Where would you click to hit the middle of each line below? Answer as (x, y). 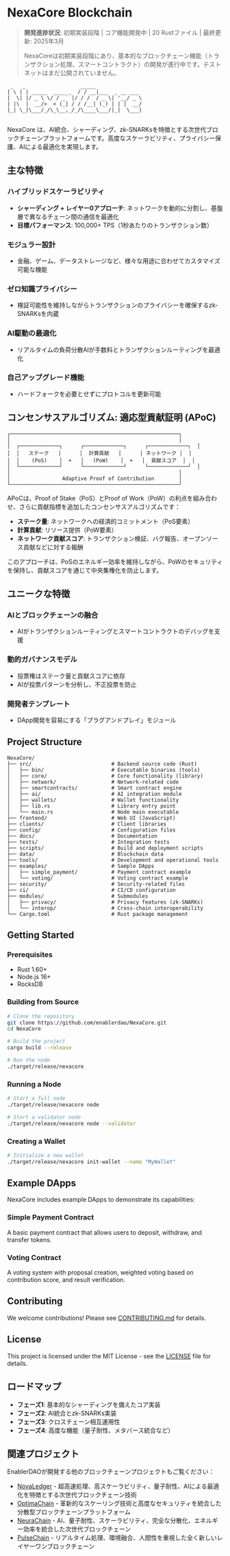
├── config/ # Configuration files (91, 830)
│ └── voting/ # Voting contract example (98, 878)
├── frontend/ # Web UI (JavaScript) (91, 818)
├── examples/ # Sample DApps (81, 866)
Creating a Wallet (37, 1141)
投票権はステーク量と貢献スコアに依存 (71, 676)
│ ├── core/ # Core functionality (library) (105, 776)
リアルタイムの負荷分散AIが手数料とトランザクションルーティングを (113, 350)
